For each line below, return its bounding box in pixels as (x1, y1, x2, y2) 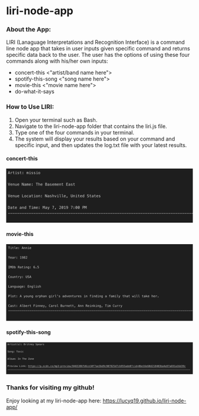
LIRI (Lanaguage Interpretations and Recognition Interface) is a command (6, 39, 185, 46)
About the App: (6, 25, 52, 34)
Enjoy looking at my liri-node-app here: (6, 397, 102, 404)
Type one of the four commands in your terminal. (14, 129, 134, 136)
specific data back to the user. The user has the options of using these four (6, 52, 190, 59)
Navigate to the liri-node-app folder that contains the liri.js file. (14, 123, 168, 130)
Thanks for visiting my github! (6, 383, 95, 392)
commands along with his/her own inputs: (6, 57, 108, 65)
